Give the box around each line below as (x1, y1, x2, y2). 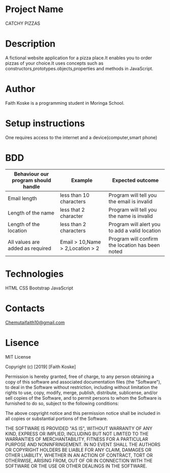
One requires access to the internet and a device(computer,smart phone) (5, 134, 158, 140)
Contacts (5, 303, 45, 314)
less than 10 (60, 191, 90, 198)
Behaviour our (14, 170, 49, 178)
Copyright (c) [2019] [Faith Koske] (5, 363, 76, 370)
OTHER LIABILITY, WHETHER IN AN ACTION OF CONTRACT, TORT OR (5, 452, 153, 458)
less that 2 (60, 206, 85, 213)
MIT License (5, 354, 31, 360)
